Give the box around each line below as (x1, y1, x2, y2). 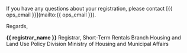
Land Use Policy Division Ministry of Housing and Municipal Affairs (6, 41, 169, 47)
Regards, (6, 23, 28, 29)
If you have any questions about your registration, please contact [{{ (6, 5, 173, 12)
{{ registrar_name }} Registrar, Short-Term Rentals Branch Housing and (6, 34, 182, 41)
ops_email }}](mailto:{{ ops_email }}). (6, 11, 96, 18)
